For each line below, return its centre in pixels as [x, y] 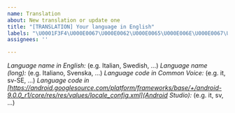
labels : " [22, 33]
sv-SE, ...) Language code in [48, 80]
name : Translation [34, 14]
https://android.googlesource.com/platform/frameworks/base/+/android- [116, 88]
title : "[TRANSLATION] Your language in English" [81, 27]
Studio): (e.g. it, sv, [196, 96]
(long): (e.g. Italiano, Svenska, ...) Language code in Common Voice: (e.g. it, [116, 73]
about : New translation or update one [64, 20]
